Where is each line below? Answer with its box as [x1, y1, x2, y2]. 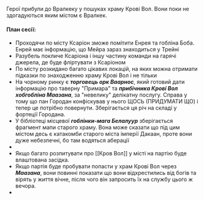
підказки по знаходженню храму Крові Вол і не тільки [15, 72, 157, 79]
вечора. [15, 182, 36, 190]
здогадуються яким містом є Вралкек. [6, 12, 107, 19]
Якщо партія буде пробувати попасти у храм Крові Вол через [15, 163, 177, 170]
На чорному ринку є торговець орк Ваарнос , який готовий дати [15, 78, 185, 86]
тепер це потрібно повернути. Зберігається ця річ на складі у [15, 104, 177, 112]
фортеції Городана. [15, 111, 66, 118]
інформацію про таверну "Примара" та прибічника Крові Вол [15, 85, 178, 92]
